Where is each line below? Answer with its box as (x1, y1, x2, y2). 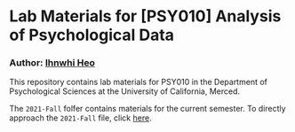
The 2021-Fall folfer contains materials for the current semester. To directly (9, 104, 286, 114)
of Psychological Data (9, 25, 175, 45)
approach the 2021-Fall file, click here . (9, 113, 153, 123)
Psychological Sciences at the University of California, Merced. (9, 86, 241, 97)
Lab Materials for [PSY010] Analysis (9, 6, 282, 27)
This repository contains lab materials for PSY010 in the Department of (9, 77, 268, 88)
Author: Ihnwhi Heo (9, 57, 96, 69)
